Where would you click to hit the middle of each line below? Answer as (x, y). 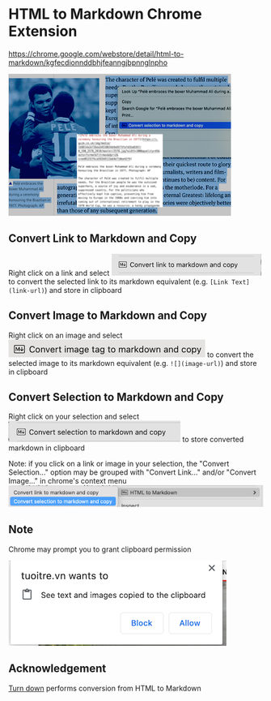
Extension (43, 31)
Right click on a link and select (59, 273)
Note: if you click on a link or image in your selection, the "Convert (119, 464)
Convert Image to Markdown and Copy (108, 316)
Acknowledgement (57, 669)
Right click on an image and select (66, 335)
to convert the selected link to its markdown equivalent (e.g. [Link (119, 282)
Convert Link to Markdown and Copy (103, 239)
